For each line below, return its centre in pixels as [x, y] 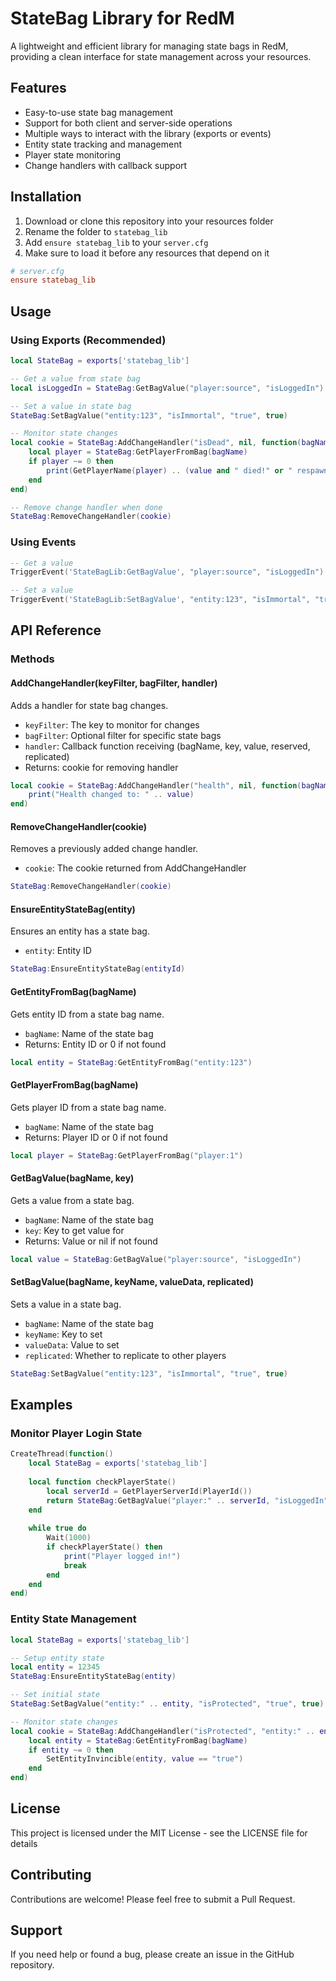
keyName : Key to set [63, 1334]
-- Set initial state [55, 1695]
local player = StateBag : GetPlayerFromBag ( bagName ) [138, 452]
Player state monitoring [73, 154]
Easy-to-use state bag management [99, 112]
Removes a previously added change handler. [104, 849]
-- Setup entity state [57, 1658]
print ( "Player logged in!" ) [122, 1556]
